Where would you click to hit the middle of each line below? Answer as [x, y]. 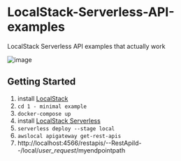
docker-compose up [44, 114]
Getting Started [42, 82]
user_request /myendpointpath [82, 150]
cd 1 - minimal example [52, 106]
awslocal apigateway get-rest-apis [69, 136]
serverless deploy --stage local [66, 129]
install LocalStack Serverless [59, 121]
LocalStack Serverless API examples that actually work [86, 46]
